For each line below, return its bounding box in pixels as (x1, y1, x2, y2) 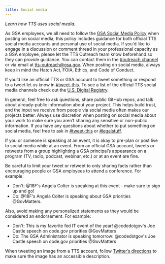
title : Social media (5, 7, 48, 12)
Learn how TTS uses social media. (5, 21, 76, 27)
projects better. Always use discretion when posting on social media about (5, 112, 156, 118)
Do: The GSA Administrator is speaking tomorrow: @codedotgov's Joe (12, 233, 156, 239)
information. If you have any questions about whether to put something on (5, 123, 156, 129)
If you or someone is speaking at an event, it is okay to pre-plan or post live (5, 137, 158, 143)
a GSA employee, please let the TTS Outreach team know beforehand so (5, 51, 153, 57)
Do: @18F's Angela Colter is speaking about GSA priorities (12, 193, 131, 199)
